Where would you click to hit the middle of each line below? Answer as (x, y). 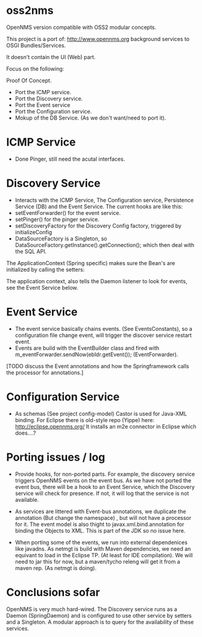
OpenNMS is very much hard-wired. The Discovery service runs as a (92, 609)
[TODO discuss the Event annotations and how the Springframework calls (98, 366)
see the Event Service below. (42, 287)
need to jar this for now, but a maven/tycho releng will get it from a (98, 562)
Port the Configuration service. (53, 111)
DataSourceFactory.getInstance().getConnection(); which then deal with (105, 245)
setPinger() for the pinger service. (57, 219)
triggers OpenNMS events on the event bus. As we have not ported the (103, 480)
